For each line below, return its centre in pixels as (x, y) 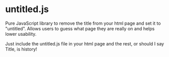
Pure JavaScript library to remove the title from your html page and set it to (83, 23)
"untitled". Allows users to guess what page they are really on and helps (80, 28)
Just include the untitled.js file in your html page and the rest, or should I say (85, 43)
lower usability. (21, 34)
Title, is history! (21, 49)
